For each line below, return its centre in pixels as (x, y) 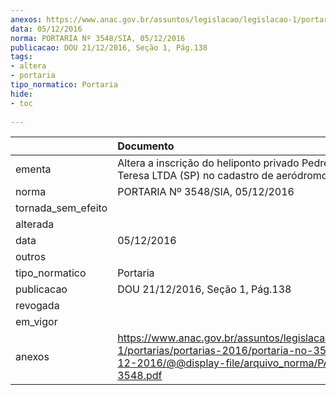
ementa (33, 169)
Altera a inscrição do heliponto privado (208, 163)
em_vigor (36, 322)
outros (31, 257)
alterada (35, 224)
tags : (21, 57)
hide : (21, 94)
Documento (146, 146)
